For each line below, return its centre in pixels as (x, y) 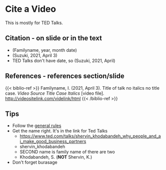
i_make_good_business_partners (53, 141)
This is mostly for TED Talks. (34, 23)
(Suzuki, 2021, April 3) (35, 55)
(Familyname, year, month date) (45, 50)
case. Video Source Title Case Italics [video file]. (55, 93)
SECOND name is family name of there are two (67, 152)
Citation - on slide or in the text (54, 38)
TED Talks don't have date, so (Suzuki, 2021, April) (64, 61)
